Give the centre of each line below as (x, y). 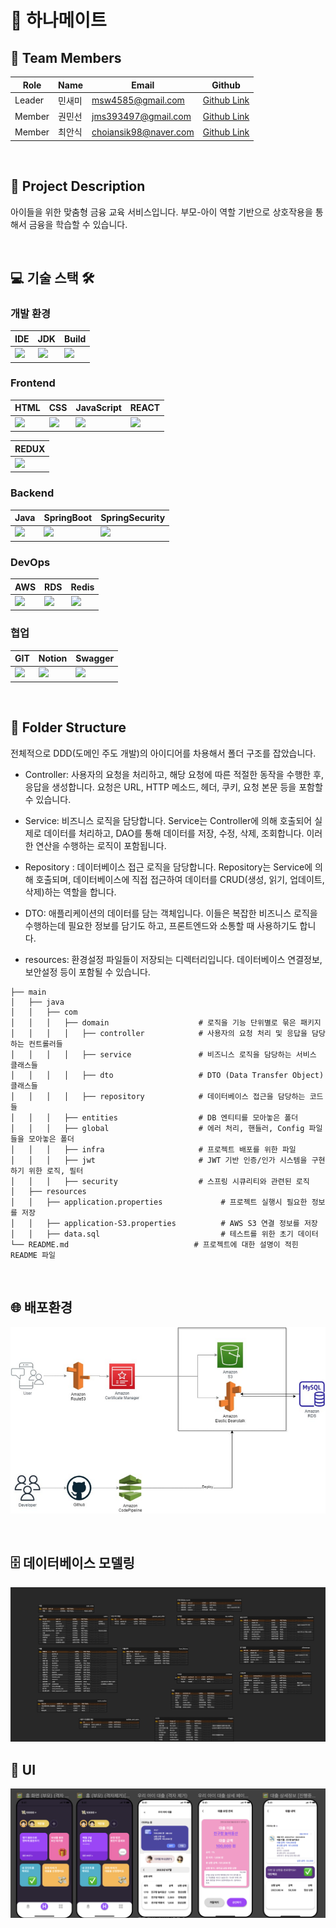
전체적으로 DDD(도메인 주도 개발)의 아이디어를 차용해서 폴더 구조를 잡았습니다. (163, 753)
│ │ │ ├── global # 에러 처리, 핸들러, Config (157, 1128)
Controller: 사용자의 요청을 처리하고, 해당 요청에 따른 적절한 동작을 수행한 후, (174, 774)
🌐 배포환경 (41, 1307)
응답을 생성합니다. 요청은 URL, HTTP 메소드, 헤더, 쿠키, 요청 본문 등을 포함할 (173, 787)
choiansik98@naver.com (143, 132)
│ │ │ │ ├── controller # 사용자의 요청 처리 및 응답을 (159, 1033)
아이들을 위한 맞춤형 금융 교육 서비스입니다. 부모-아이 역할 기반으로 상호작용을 (161, 212)
